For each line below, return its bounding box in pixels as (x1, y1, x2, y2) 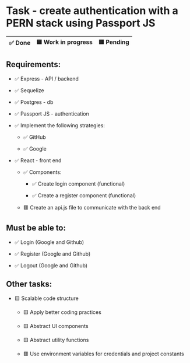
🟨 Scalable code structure (14, 295, 79, 302)
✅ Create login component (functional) (31, 180, 125, 187)
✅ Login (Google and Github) (14, 238, 85, 246)
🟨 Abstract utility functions (23, 337, 89, 344)
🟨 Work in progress (36, 38, 93, 46)
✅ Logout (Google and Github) (14, 261, 88, 269)
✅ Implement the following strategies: (14, 121, 105, 129)
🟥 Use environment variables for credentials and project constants (23, 350, 185, 357)
